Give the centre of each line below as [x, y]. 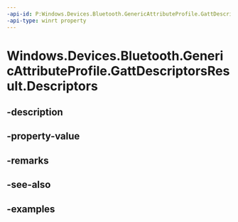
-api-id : [20, 14]
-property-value [43, 136]
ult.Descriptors [53, 86]
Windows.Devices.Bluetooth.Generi [115, 56]
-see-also [29, 185]
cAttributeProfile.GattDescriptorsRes [118, 71]
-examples [31, 209]
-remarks [28, 160]
